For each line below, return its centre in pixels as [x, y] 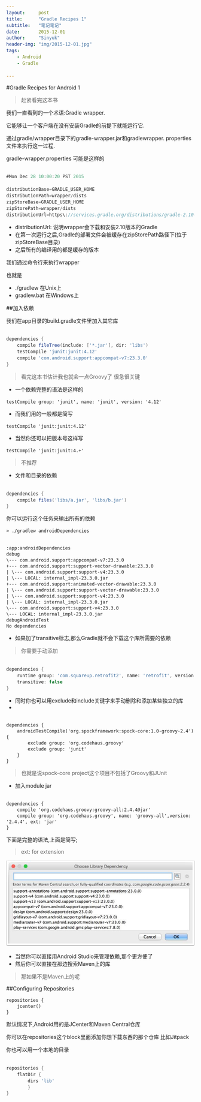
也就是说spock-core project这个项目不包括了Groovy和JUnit [94, 773]
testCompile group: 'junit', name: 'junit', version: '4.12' [84, 402]
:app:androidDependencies [38, 548]
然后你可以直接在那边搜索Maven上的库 [63, 964]
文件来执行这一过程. [31, 145]
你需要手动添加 [39, 651]
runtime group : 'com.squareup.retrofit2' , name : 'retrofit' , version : [107, 675]
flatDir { [29, 1074]
